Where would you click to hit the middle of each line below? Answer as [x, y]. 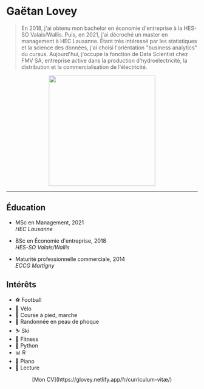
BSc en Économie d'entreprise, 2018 [60, 241]
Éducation [26, 208]
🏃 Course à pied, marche [46, 315]
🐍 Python [26, 345]
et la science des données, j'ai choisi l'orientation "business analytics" [109, 48]
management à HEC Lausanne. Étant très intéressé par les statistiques [109, 41]
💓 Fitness [27, 339]
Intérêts [21, 285]
